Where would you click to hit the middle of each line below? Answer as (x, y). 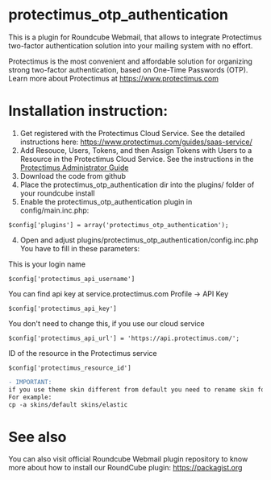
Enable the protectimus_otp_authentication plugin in (106, 201)
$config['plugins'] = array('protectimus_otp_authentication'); (119, 225)
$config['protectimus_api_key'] (63, 308)
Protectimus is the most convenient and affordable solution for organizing (130, 61)
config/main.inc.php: (54, 210)
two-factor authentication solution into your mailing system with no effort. (131, 45)
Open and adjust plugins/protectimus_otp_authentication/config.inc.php (139, 240)
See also (38, 437)
